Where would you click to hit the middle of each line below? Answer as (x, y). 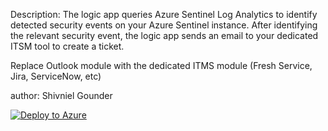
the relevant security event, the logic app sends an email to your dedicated (164, 35)
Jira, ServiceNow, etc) (56, 76)
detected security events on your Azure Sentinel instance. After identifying (164, 25)
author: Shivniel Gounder (61, 95)
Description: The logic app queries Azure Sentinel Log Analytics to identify (164, 14)
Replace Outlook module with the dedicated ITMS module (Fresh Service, (161, 65)
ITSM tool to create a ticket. (67, 46)
